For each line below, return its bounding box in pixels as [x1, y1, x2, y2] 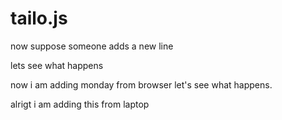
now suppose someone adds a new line [10, 40, 174, 52]
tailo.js [10, 7, 68, 30]
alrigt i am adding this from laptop [10, 98, 150, 110]
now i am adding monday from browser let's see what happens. [10, 78, 273, 91]
